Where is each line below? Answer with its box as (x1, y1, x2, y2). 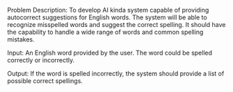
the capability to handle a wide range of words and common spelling (7, 28, 204, 36)
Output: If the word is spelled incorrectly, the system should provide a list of (7, 69, 225, 77)
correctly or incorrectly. (7, 56, 75, 64)
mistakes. (7, 35, 35, 44)
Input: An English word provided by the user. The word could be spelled (7, 48, 213, 57)
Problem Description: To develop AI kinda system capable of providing (7, 6, 209, 14)
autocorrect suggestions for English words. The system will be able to (7, 13, 207, 21)
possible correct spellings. (7, 77, 83, 85)
